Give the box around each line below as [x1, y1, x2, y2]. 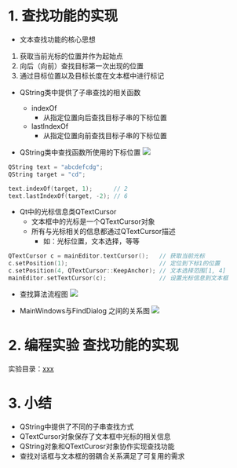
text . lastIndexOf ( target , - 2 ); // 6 [8, 192, 128, 200]
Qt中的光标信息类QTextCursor [19, 207, 117, 217]
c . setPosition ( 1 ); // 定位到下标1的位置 [8, 260, 221, 268]
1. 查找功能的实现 [8, 7, 118, 25]
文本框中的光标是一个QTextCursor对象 [31, 217, 155, 226]
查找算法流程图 [19, 289, 68, 298]
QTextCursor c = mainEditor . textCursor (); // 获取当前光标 [8, 252, 206, 260]
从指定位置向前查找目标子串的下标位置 [42, 130, 167, 140]
